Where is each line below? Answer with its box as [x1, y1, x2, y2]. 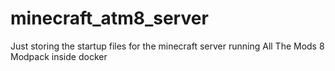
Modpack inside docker [10, 50, 108, 62]
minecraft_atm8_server [10, 7, 209, 30]
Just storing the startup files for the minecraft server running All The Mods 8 [10, 40, 325, 52]
